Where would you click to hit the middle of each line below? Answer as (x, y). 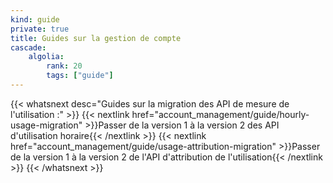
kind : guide (35, 19)
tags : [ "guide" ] (80, 76)
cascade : (28, 47)
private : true (40, 29)
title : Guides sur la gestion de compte (96, 38)
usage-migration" (46, 125)
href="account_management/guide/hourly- (220, 114)
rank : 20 (64, 66)
